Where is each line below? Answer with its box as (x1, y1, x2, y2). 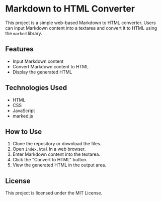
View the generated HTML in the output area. (12, 162, 107, 168)
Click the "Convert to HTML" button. (12, 157, 88, 163)
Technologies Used (5, 83, 67, 92)
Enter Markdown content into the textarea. (12, 151, 101, 157)
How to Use (5, 127, 42, 136)
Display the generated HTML (12, 69, 72, 75)
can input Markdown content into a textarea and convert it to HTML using (5, 25, 157, 31)
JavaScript (12, 108, 35, 114)
